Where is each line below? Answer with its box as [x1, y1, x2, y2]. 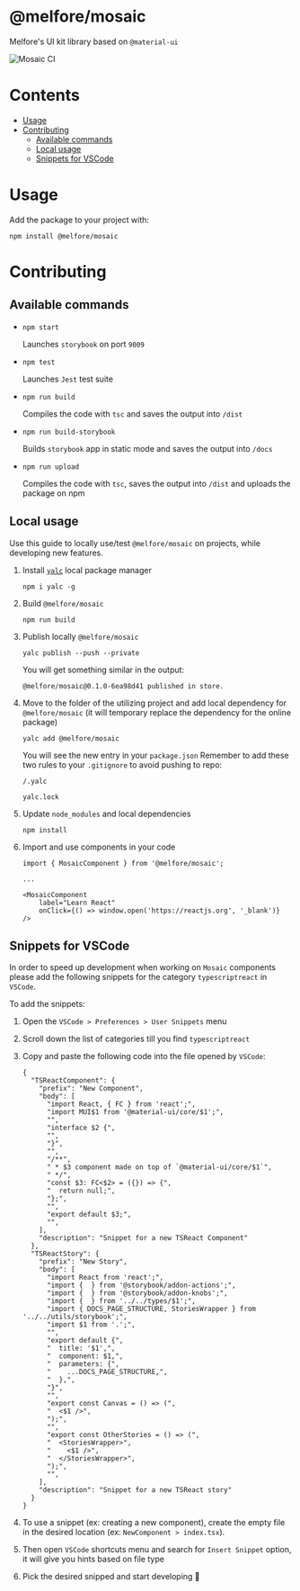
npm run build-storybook [22, 427, 116, 436]
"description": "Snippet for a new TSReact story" [39, 1486, 233, 1495]
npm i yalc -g [22, 582, 75, 591]
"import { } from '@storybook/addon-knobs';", [46, 1289, 228, 1298]
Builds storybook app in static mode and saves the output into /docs [22, 443, 273, 454]
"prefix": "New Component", [39, 1084, 144, 1093]
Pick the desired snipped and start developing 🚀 [22, 1571, 200, 1582]
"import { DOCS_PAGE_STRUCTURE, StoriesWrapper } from [46, 1305, 257, 1314]
